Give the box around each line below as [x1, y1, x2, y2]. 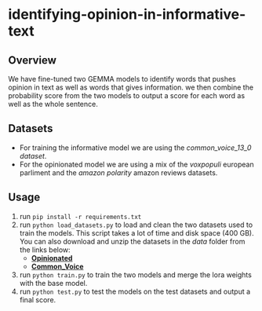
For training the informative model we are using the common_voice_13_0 [19, 143, 252, 152]
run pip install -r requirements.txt [19, 211, 142, 221]
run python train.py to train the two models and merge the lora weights [19, 269, 253, 280]
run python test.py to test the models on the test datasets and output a [19, 287, 251, 296]
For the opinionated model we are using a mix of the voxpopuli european [19, 159, 254, 169]
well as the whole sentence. [8, 100, 98, 108]
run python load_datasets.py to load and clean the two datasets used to [19, 220, 253, 229]
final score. [19, 295, 56, 304]
